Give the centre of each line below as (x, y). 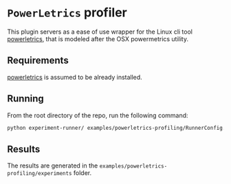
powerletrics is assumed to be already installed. (75, 77)
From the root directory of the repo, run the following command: (98, 115)
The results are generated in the (53, 165)
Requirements (38, 61)
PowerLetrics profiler (67, 13)
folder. (82, 173)
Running (26, 99)
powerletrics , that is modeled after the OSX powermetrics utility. (98, 38)
